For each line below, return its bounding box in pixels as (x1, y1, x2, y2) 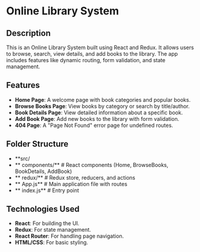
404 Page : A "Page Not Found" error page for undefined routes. (14, 122, 173, 129)
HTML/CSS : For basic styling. (14, 239, 88, 246)
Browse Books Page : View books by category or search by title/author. (14, 102, 190, 110)
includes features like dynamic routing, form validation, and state (6, 57, 166, 63)
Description (6, 28, 51, 38)
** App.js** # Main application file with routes (14, 180, 128, 187)
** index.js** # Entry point (14, 187, 79, 194)
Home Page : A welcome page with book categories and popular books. (14, 96, 191, 103)
